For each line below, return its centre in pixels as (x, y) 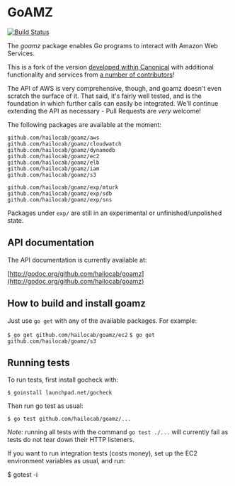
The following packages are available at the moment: (84, 124)
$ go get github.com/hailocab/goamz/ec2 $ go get (81, 335)
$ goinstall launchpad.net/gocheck (60, 393)
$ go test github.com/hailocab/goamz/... (69, 419)
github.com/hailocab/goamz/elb (53, 162)
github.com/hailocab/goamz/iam (53, 169)
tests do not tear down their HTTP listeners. (71, 440)
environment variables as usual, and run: (67, 461)
